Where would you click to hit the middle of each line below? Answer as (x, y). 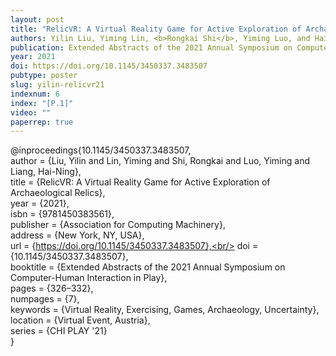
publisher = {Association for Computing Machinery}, (118, 225)
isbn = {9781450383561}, (62, 214)
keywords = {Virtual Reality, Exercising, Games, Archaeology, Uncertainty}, (165, 310)
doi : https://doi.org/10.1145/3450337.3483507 (109, 66)
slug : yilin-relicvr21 (57, 85)
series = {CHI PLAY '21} (59, 331)
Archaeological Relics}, (58, 193)
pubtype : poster (44, 76)
